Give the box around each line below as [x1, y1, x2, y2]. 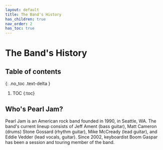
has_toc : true [5, 26, 35, 31]
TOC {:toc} [12, 90, 35, 96]
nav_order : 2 [5, 21, 33, 26]
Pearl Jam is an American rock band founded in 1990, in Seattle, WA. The [5, 118, 156, 124]
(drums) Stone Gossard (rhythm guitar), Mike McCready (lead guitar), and [5, 128, 157, 134]
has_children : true [5, 16, 46, 21]
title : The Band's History [5, 12, 62, 17]
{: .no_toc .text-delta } [5, 80, 51, 86]
